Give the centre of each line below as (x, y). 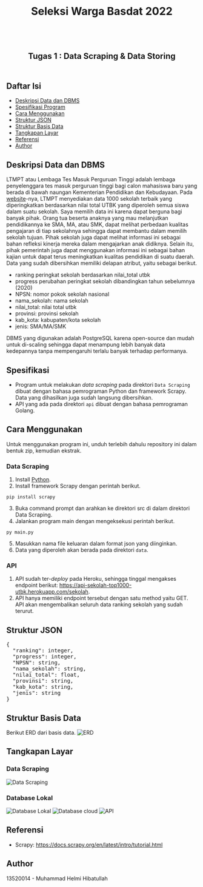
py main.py (20, 532)
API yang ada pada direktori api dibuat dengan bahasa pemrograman (101, 404)
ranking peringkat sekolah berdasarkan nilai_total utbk (82, 275)
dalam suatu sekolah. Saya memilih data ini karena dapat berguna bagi (94, 212)
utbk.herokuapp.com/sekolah (52, 592)
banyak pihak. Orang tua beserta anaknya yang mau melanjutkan (87, 218)
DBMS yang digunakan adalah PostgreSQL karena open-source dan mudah (100, 338)
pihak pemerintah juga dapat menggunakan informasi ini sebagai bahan (96, 250)
